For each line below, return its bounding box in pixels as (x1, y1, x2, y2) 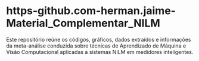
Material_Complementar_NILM (6, 16, 161, 30)
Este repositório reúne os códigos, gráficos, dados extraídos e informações (6, 36, 191, 43)
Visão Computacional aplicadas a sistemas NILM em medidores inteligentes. (6, 48, 194, 55)
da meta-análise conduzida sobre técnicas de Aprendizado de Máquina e (6, 42, 186, 49)
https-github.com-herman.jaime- (6, 4, 176, 18)
